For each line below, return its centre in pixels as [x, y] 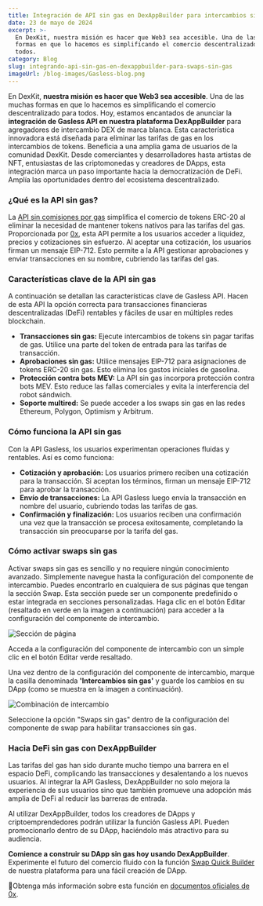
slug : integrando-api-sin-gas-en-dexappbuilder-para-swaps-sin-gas [121, 67]
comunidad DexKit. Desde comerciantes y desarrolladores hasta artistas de [130, 155]
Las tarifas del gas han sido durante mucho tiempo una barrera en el [119, 765]
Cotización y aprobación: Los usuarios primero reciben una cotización [134, 473]
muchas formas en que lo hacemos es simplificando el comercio [112, 104]
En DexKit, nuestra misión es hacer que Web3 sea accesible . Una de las [126, 96]
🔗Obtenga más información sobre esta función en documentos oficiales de [129, 886]
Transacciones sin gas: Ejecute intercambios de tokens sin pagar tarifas [137, 336]
